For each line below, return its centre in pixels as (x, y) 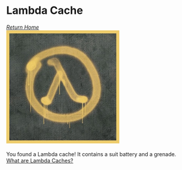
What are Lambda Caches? (40, 160)
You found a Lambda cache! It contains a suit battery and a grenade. (91, 154)
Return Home (23, 27)
